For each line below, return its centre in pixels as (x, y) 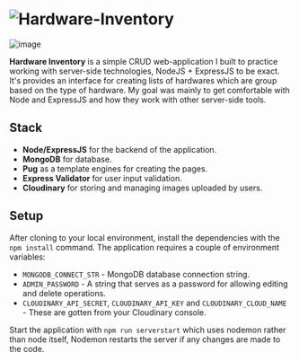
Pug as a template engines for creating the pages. (115, 168)
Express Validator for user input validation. (102, 178)
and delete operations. (64, 293)
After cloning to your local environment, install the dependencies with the (145, 237)
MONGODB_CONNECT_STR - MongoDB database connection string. (136, 274)
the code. (27, 348)
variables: (27, 257)
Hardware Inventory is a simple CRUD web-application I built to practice (144, 61)
